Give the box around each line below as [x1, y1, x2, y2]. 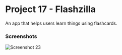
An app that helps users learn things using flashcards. [5, 20, 117, 26]
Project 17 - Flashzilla [5, 4, 96, 15]
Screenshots [5, 33, 37, 40]
